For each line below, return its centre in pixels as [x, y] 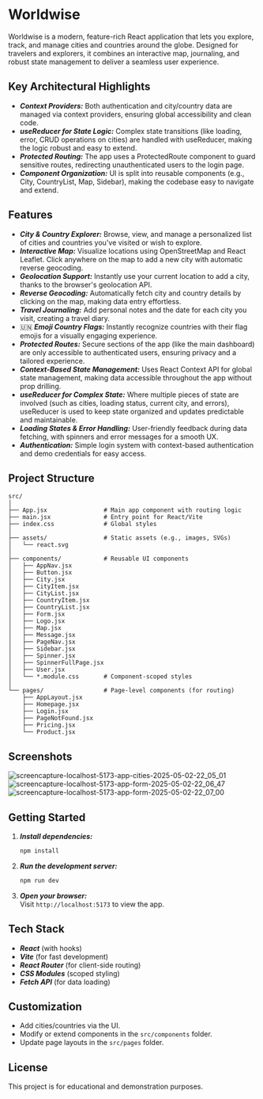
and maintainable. [49, 420]
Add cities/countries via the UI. [70, 1026]
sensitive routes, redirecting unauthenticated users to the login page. [132, 165]
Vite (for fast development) [64, 956]
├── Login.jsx [45, 712]
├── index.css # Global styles [83, 525]
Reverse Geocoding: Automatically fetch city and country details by [130, 293]
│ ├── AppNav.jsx [40, 566]
